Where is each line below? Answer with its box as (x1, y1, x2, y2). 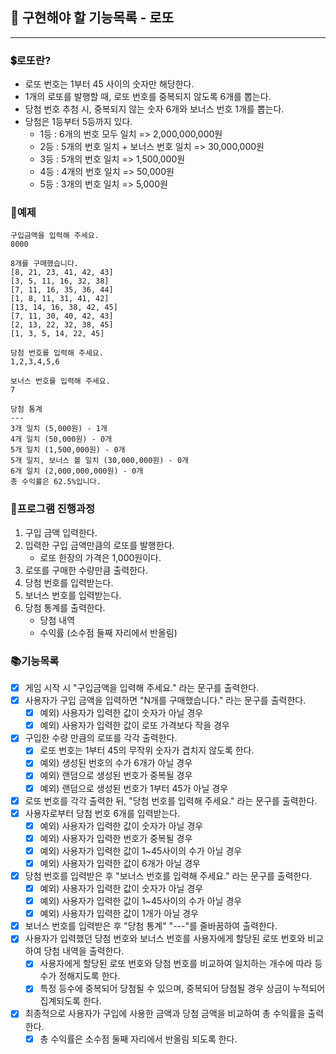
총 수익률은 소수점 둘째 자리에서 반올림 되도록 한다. (39, 1033, 238, 1045)
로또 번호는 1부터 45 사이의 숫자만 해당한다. (24, 78, 195, 90)
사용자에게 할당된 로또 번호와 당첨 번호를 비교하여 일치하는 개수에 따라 (39, 958, 313, 970)
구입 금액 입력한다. (24, 526, 98, 538)
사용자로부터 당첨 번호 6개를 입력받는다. (24, 807, 181, 819)
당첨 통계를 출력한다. (24, 601, 106, 613)
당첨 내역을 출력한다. (43, 945, 125, 957)
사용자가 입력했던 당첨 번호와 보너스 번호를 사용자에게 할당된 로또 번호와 (24, 933, 306, 945)
